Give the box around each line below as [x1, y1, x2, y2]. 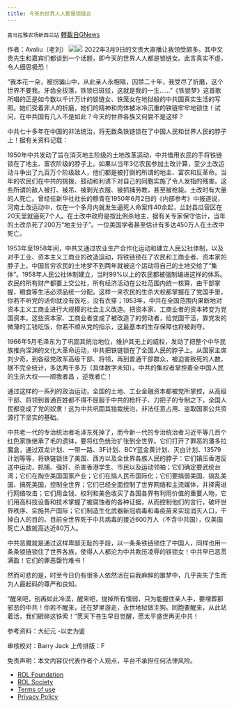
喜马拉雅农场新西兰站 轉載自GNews [7, 30, 100, 38]
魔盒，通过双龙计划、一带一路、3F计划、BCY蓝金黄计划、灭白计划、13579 [7, 445, 221, 453]
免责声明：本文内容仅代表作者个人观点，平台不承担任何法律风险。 [7, 656, 196, 665]
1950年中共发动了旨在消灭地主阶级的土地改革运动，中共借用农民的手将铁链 [7, 151, 223, 159]
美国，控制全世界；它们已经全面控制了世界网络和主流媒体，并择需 [31, 480, 221, 488]
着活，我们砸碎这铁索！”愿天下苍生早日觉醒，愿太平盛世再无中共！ [7, 612, 200, 620]
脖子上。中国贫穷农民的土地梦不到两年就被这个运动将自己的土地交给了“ [7, 261, 212, 269]
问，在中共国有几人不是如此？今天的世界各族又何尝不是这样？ [7, 112, 185, 121]
